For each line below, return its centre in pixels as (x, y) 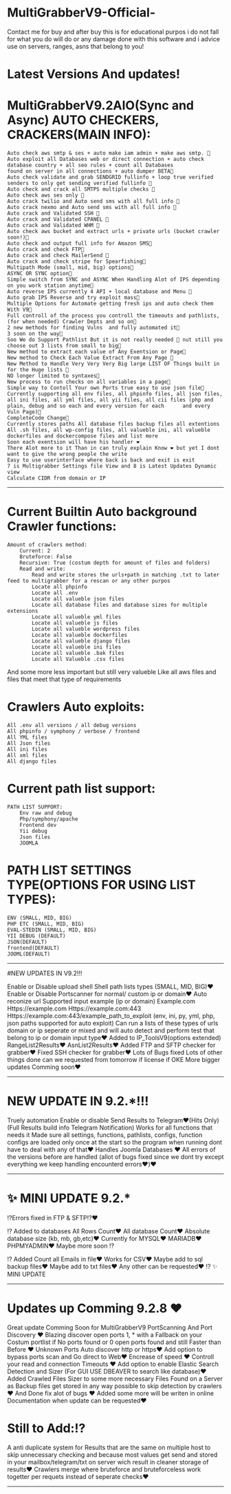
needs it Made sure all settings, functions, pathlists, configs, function (105, 1135)
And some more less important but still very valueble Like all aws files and (112, 672)
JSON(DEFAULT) (27, 942)
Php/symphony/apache (49, 819)
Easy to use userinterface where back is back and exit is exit (101, 460)
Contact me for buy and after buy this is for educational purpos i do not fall (113, 32)
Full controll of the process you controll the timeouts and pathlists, (113, 316)
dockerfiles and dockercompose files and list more (82, 436)
